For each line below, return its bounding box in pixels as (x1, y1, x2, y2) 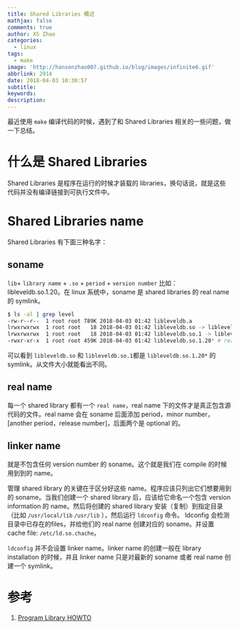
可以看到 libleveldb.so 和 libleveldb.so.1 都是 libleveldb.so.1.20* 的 (7, 351, 216, 360)
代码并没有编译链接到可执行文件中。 (7, 187, 114, 196)
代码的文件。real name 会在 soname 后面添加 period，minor (7, 410, 184, 418)
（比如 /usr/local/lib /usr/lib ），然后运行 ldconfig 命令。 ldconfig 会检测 (7, 510, 230, 519)
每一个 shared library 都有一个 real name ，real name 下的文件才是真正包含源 (7, 401, 231, 409)
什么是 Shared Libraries (7, 154, 148, 170)
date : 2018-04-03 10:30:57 (7, 76, 87, 84)
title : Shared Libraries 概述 (7, 10, 95, 18)
